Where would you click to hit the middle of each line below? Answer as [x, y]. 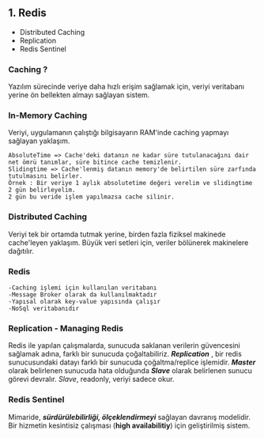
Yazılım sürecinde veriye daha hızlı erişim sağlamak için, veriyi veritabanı [126, 87]
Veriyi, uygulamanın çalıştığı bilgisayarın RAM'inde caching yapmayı [119, 133]
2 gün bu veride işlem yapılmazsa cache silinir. [92, 197]
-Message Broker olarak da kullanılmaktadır [83, 295]
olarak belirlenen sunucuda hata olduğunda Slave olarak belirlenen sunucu [130, 371]
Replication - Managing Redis [66, 328]
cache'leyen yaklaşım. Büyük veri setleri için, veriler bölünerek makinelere [128, 242]
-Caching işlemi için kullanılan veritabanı [83, 288]
